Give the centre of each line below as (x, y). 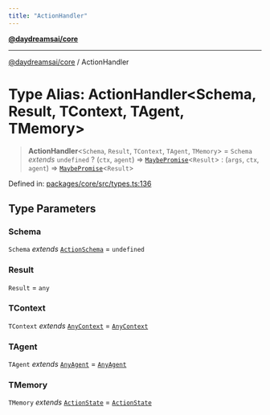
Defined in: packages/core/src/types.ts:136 (80, 183)
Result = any (29, 287)
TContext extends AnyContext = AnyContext (78, 326)
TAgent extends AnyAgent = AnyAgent (67, 364)
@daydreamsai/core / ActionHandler (69, 62)
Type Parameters (52, 209)
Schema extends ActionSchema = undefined (76, 249)
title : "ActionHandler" (48, 16)
